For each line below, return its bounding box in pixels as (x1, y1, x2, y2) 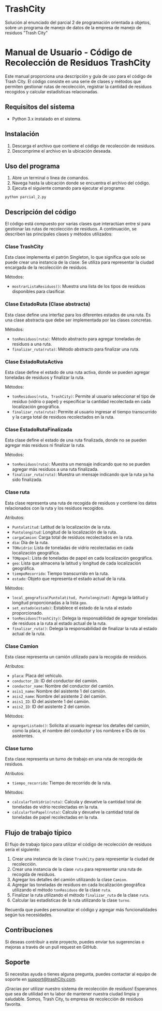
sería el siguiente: (5, 847, 40, 852)
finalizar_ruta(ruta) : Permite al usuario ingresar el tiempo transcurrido (12, 409, 157, 415)
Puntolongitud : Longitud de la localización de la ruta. (12, 529, 118, 535)
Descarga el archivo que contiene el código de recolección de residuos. (12, 142, 156, 149)
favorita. (5, 1001, 22, 1007)
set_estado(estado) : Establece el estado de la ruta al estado (12, 604, 132, 611)
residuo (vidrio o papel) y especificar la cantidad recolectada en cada (12, 399, 151, 405)
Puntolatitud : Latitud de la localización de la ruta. (12, 524, 111, 530)
